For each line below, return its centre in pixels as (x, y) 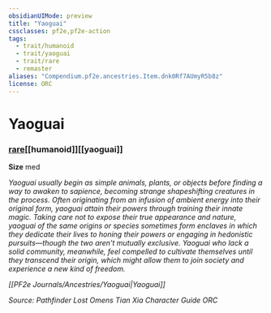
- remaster (34, 69)
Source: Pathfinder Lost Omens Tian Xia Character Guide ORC (113, 300)
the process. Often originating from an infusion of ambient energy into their (135, 199)
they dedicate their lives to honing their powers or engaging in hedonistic (131, 234)
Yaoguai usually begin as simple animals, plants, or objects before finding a (135, 182)
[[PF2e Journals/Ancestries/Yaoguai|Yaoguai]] (87, 284)
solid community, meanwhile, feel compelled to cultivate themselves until (131, 251)
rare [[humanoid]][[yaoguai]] (66, 149)
